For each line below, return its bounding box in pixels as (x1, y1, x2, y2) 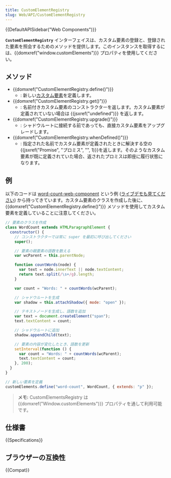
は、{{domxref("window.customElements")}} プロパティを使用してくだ (5, 50, 154, 56)
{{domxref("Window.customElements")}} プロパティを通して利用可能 (17, 400, 162, 406)
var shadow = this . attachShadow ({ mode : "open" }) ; (14, 300, 126, 305)
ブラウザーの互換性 (5, 453, 66, 462)
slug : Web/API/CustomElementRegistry (5, 12, 85, 17)
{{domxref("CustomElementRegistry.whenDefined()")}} (12, 134, 129, 141)
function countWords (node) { (14, 262, 76, 267)
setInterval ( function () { (14, 346, 72, 352)
